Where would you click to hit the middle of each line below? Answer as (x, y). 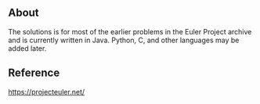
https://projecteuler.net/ (47, 91)
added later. (27, 48)
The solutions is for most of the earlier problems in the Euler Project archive (130, 31)
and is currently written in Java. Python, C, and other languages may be (124, 40)
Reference (34, 73)
